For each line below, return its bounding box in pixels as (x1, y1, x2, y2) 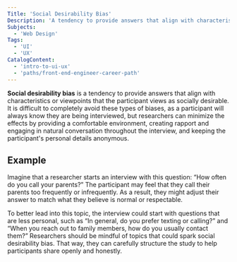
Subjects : (7, 23, 37, 30)
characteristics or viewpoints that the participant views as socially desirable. (7, 96, 229, 105)
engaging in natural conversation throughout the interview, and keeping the (7, 126, 226, 135)
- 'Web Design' (13, 30, 59, 37)
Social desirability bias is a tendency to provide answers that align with (7, 89, 216, 97)
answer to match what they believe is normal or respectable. (7, 196, 183, 204)
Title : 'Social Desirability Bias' (7, 10, 112, 18)
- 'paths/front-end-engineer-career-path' (13, 69, 140, 76)
